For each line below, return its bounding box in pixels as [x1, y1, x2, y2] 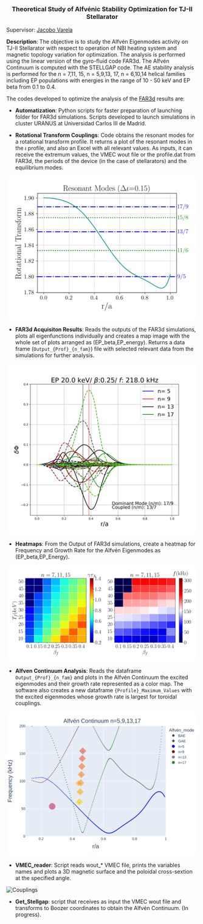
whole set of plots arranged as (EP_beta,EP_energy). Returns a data [15, 339, 185, 346]
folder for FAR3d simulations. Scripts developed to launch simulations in [15, 113, 196, 120]
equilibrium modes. [15, 164, 64, 172]
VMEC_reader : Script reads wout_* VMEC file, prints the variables [15, 861, 181, 869]
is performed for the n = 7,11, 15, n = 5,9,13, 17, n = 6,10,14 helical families [6, 71, 185, 78]
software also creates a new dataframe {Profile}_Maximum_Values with [15, 687, 193, 694]
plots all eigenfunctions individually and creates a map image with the [15, 332, 190, 339]
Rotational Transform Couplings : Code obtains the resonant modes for [15, 131, 194, 139]
